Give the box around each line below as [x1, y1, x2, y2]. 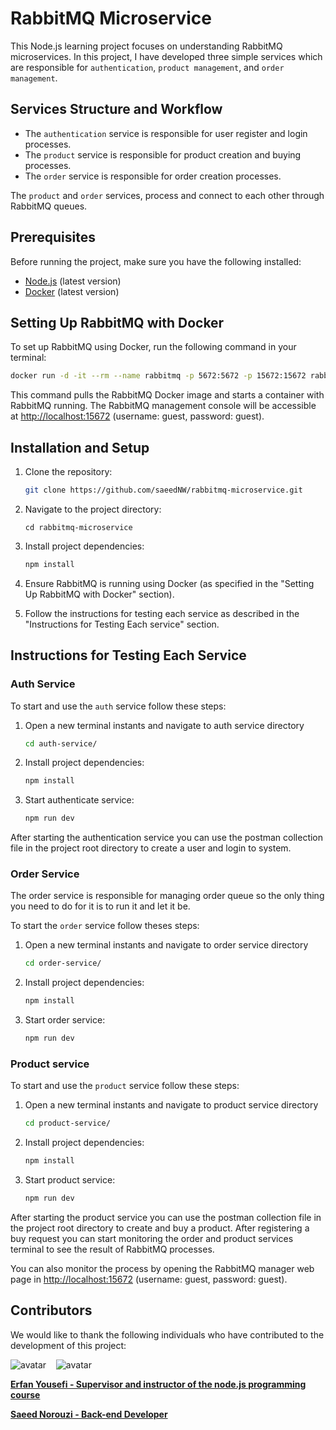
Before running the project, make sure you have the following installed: [10, 255, 302, 267]
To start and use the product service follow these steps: [10, 1080, 240, 1092]
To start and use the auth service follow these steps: [10, 700, 227, 712]
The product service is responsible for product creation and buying [24, 148, 302, 161]
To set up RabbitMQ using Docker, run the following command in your [10, 341, 297, 353]
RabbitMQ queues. [10, 200, 88, 212]
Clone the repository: [24, 466, 113, 478]
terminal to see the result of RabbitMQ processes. [10, 1243, 215, 1255]
